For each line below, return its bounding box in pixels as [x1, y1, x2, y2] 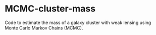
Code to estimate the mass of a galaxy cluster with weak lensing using [5, 19, 151, 25]
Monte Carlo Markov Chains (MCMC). [5, 24, 83, 30]
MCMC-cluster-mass [5, 3, 96, 14]
